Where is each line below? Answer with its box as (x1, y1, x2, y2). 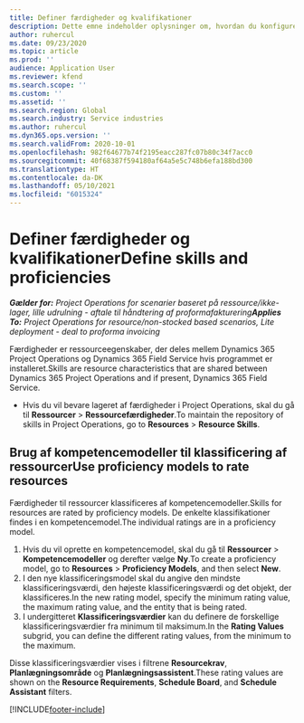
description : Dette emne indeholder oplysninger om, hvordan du (9, 22, 257, 31)
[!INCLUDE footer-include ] (9, 703, 106, 715)
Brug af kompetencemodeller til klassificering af (9, 445, 288, 461)
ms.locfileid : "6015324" (9, 190, 103, 199)
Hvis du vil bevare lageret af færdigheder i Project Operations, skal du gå (22, 399, 295, 410)
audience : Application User (9, 64, 116, 73)
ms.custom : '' (9, 89, 63, 98)
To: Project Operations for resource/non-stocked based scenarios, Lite (9, 316, 275, 327)
